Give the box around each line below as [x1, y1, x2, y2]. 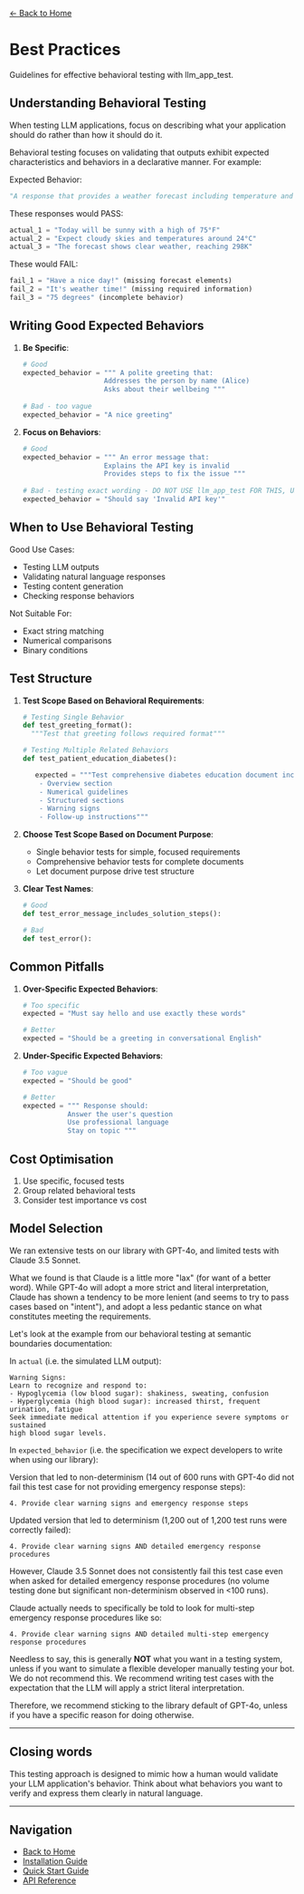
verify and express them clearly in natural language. [9, 1787, 204, 1798]
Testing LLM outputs [22, 561, 100, 572]
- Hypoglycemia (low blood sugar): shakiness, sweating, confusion [9, 1388, 270, 1398]
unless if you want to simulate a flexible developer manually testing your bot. [9, 1663, 295, 1674]
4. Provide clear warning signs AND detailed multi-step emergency [9, 1629, 270, 1638]
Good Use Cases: [9, 544, 75, 555]
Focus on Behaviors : [22, 426, 101, 438]
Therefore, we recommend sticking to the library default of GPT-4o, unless [9, 1699, 288, 1711]
